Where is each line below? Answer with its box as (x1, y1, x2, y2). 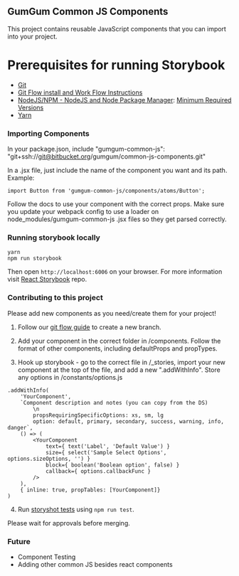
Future (7, 536, 31, 546)
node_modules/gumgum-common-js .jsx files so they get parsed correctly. (7, 215, 227, 223)
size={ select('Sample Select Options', (45, 449, 167, 456)
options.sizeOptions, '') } (7, 455, 91, 462)
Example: (7, 174, 35, 182)
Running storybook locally (7, 233, 101, 242)
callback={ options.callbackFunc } (45, 467, 152, 475)
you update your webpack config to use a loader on (7, 208, 159, 216)
